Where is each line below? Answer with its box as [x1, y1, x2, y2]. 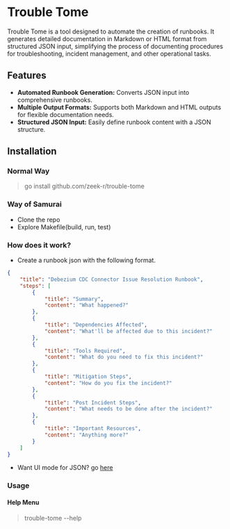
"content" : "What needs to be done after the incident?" [44, 406, 213, 413]
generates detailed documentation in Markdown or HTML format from [7, 34, 207, 43]
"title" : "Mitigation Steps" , [44, 374, 132, 381]
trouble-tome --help [24, 514, 82, 522]
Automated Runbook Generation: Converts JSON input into [17, 88, 190, 96]
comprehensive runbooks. [17, 95, 92, 104]
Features [7, 70, 47, 82]
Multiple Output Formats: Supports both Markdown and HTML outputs [17, 102, 222, 112]
